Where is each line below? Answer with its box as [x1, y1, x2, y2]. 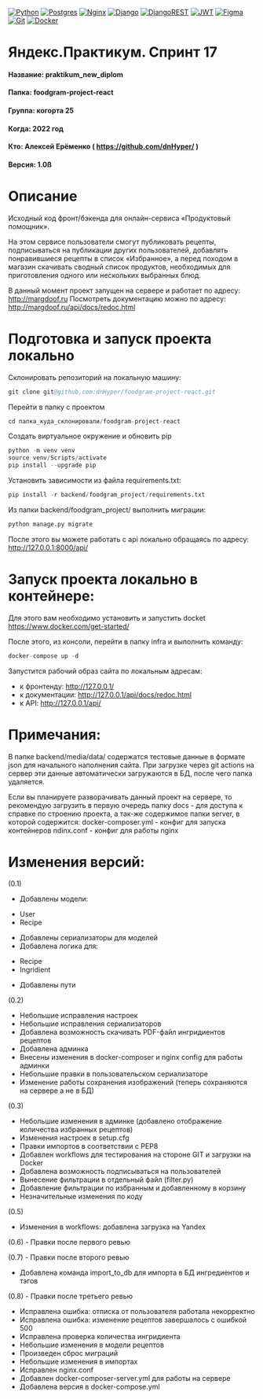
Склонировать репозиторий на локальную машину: [8, 372, 182, 382]
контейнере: [8, 587, 95, 605]
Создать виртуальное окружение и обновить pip [8, 431, 172, 441]
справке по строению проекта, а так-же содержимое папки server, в [8, 809, 240, 818]
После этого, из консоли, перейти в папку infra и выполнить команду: [8, 637, 243, 646]
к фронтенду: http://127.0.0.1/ [19, 681, 115, 691]
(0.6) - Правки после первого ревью [8, 1238, 131, 1247]
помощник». [8, 221, 49, 231]
